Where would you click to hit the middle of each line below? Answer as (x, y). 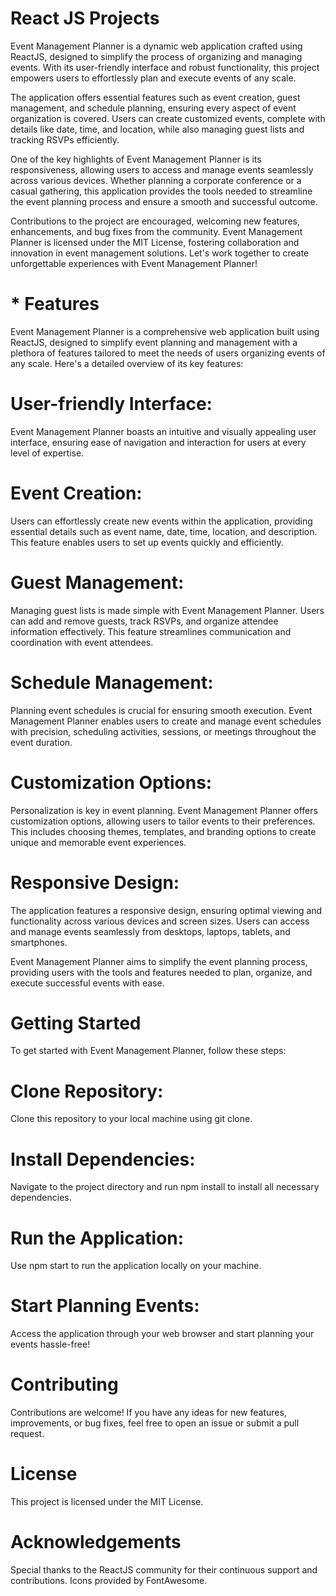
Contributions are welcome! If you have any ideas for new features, (148, 1413)
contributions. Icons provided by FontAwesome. (109, 1580)
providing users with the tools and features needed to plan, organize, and (161, 972)
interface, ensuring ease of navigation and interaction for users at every (158, 442)
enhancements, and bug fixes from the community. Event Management (156, 231)
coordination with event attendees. (82, 642)
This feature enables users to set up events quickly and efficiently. (147, 542)
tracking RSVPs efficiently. (65, 139)
